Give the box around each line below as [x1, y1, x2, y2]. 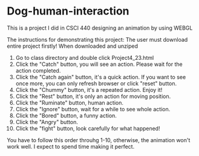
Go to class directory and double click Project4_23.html [15, 54, 154, 61]
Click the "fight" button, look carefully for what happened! [15, 125, 160, 132]
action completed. [15, 67, 61, 74]
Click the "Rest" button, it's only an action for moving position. [15, 93, 171, 100]
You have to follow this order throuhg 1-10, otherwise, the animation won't [7, 136, 191, 143]
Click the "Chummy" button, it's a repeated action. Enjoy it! [15, 86, 163, 93]
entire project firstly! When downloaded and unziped [7, 42, 139, 50]
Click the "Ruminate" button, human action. [15, 99, 123, 106]
